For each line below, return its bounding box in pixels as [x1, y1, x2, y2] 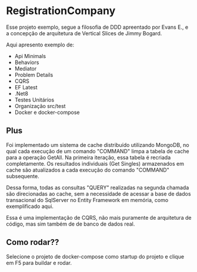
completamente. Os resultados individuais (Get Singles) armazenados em [6, 160, 184, 167]
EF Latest [14, 83, 38, 90]
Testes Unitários [14, 96, 55, 103]
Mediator [14, 65, 37, 72]
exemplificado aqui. [6, 203, 54, 210]
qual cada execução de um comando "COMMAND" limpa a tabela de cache [6, 147, 189, 155]
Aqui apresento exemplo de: [6, 41, 75, 48]
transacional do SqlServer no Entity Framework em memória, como [6, 196, 169, 203]
